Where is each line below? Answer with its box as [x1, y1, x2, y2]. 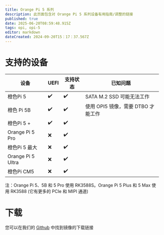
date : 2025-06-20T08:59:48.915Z [5, 21, 71, 26]
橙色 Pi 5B [7, 106, 31, 113]
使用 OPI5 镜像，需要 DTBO [85, 103, 149, 110]
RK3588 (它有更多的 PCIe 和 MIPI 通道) [10, 188, 89, 194]
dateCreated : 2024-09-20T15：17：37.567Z [5, 35, 89, 40]
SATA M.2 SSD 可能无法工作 [85, 94, 150, 100]
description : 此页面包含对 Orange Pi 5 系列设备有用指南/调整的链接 [5, 12, 133, 17]
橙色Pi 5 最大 [7, 144, 38, 151]
